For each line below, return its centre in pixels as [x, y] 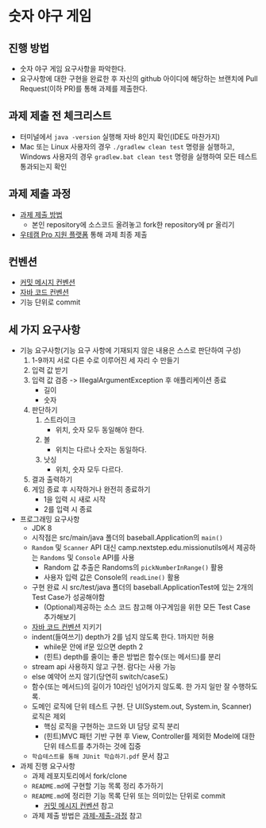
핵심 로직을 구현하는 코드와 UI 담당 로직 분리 [112, 726]
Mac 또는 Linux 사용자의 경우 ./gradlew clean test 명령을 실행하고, [127, 146]
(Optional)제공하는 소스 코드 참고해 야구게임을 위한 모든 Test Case [147, 607]
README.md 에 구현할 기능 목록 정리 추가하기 [98, 786]
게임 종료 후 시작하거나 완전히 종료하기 [91, 489]
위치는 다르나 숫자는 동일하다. [101, 450]
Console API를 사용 [105, 558]
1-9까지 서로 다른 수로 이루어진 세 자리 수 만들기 [106, 360]
